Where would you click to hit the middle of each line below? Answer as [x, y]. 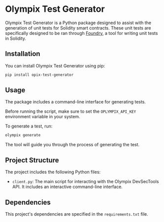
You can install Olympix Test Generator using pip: [55, 65]
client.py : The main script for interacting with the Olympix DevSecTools [85, 182]
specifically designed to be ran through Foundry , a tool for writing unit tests [82, 33]
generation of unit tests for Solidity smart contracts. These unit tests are [78, 28]
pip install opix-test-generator [39, 75]
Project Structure [32, 160]
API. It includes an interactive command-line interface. [67, 187]
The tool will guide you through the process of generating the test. [72, 145]
